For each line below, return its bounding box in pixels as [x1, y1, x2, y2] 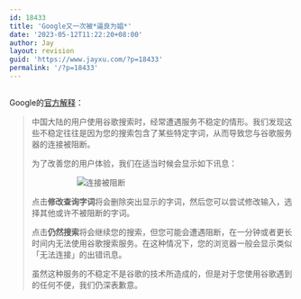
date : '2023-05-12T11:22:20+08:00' [9, 30, 143, 39]
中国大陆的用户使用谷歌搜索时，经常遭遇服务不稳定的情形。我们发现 [31, 116, 285, 127]
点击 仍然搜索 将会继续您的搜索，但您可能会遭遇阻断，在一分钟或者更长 [31, 226, 293, 237]
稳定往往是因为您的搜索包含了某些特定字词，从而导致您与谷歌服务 [47, 127, 293, 138]
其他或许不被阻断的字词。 [39, 207, 135, 218]
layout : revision [9, 47, 75, 56]
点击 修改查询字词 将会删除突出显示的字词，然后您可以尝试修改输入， [31, 195, 285, 207]
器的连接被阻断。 [31, 139, 96, 149]
